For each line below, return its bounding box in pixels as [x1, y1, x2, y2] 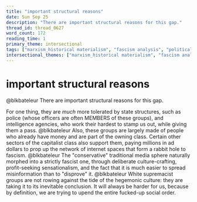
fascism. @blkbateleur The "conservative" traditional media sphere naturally [6, 152, 191, 159]
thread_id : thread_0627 [6, 25, 64, 31]
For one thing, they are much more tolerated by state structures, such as [6, 108, 181, 115]
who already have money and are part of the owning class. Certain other [6, 133, 181, 140]
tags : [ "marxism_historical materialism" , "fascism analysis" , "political [6, 47, 193, 53]
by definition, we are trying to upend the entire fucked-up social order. [6, 189, 176, 196]
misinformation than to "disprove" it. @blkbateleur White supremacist [6, 170, 174, 177]
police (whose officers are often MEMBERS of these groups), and [6, 114, 164, 121]
